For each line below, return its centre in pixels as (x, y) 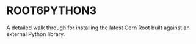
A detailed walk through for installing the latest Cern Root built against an (98, 28)
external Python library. (36, 34)
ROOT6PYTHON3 (52, 11)
